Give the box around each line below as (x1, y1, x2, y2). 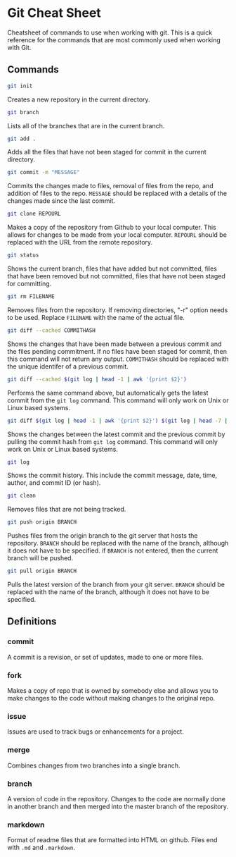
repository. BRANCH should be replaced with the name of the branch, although (7, 539, 229, 548)
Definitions (7, 615, 57, 628)
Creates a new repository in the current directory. (7, 95, 150, 104)
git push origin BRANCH (7, 519, 77, 526)
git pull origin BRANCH (7, 567, 77, 575)
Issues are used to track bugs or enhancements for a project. (7, 727, 184, 736)
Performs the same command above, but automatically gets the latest (7, 388, 209, 397)
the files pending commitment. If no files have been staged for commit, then (7, 347, 227, 355)
